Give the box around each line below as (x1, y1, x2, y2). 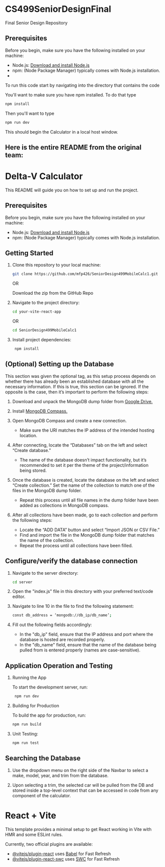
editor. (12, 593, 26, 599)
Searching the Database (5, 754, 81, 763)
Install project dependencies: (12, 337, 71, 343)
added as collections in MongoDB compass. (19, 502, 109, 508)
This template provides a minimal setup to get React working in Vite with (5, 826, 152, 832)
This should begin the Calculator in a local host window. (5, 129, 118, 135)
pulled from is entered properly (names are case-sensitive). (19, 647, 140, 653)
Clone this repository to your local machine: (12, 262, 101, 268)
